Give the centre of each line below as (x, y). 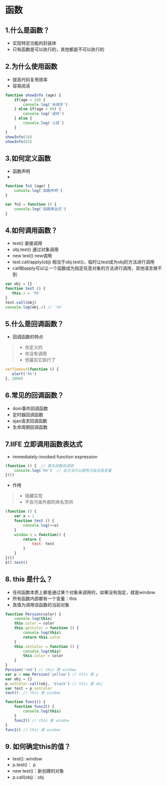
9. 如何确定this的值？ (38, 746)
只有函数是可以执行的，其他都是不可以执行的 (58, 49)
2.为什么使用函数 (31, 67)
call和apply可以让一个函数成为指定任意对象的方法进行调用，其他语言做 (85, 268)
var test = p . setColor (29, 688)
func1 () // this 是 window (33, 730)
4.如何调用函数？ (31, 230)
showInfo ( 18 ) (19, 137)
